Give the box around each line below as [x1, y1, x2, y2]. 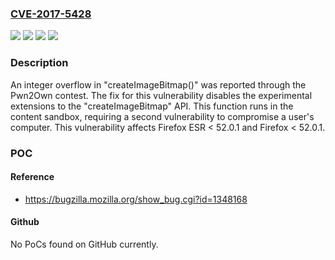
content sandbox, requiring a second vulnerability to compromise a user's [10, 110, 315, 122]
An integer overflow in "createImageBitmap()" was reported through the [10, 78, 307, 91]
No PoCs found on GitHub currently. [10, 238, 159, 250]
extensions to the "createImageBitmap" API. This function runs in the [10, 100, 294, 112]
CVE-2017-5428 [10, 7, 92, 21]
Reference [10, 171, 55, 183]
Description [10, 56, 69, 70]
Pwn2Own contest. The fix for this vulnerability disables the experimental [10, 89, 313, 101]
